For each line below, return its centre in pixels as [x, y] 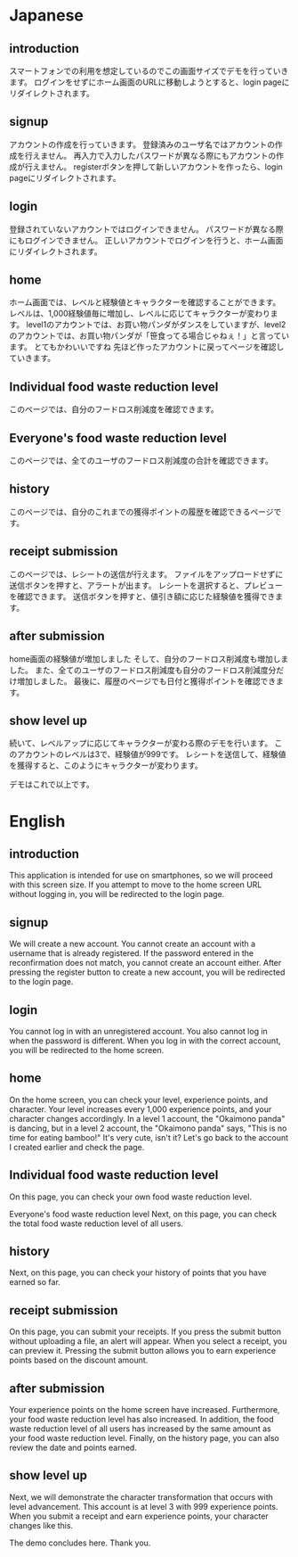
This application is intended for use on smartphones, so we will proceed [141, 876]
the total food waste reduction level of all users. [97, 1223]
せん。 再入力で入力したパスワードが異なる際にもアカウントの [162, 155]
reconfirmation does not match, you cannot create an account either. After [145, 963]
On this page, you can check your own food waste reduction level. [130, 1197]
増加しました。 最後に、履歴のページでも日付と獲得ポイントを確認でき [146, 681]
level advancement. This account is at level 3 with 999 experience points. [144, 1506]
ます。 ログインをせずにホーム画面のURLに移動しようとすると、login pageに [149, 82]
